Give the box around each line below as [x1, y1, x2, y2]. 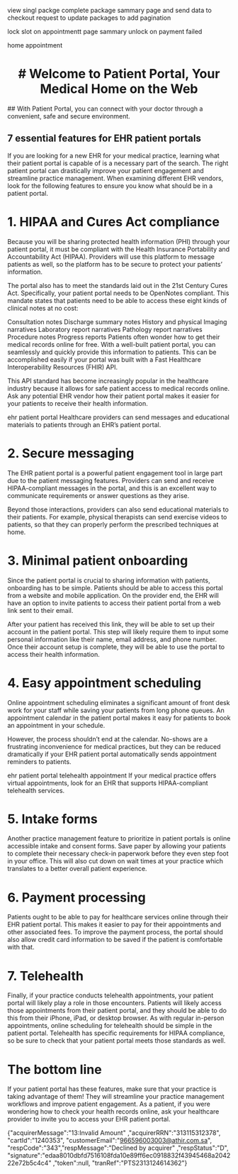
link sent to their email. [7, 606, 74, 614]
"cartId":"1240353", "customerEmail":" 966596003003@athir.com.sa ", [7, 1136, 212, 1145]
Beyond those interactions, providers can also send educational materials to [7, 505, 229, 514]
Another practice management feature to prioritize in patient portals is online [7, 834, 231, 843]
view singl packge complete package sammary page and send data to [7, 6, 212, 14]
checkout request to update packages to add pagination [7, 13, 171, 22]
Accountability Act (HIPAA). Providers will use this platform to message [7, 252, 215, 261]
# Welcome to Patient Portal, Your [18, 66, 220, 82]
